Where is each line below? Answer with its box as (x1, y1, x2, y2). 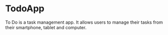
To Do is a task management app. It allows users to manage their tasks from (5, 19, 163, 25)
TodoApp (5, 3, 44, 14)
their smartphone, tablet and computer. (5, 24, 87, 30)
